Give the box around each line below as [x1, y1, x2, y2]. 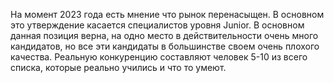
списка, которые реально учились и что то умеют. [10, 62, 227, 73]
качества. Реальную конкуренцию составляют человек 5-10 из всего [10, 51, 308, 63]
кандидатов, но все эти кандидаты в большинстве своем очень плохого [10, 40, 320, 52]
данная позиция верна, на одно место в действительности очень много [10, 30, 319, 41]
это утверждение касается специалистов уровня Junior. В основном [10, 19, 305, 31]
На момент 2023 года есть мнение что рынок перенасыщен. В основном [10, 9, 325, 20]
